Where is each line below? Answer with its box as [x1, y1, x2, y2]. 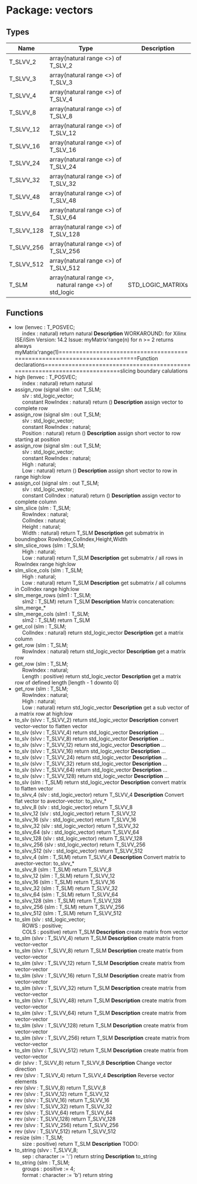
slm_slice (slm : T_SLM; [14, 504, 71, 511]
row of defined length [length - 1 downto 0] [14, 679, 119, 686]
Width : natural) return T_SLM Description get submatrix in [22, 529, 164, 536]
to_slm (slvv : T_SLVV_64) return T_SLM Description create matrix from [14, 1009, 186, 1016]
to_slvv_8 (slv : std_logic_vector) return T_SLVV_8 [14, 803, 133, 810]
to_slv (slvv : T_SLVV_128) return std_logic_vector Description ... [14, 772, 169, 779]
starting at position [14, 435, 60, 443]
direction [14, 1065, 36, 1073]
